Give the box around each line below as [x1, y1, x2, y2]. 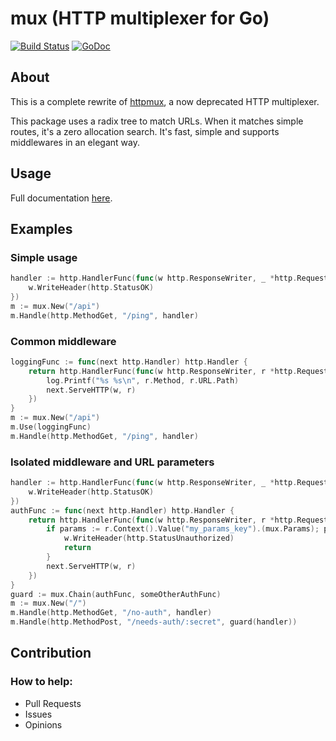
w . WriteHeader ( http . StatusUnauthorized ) [63, 533, 235, 544]
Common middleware [10, 334, 117, 348]
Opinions [24, 718, 63, 731]
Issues [24, 708, 53, 720]
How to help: [10, 675, 73, 689]
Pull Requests [24, 697, 82, 709]
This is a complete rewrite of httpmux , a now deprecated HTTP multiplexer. [10, 95, 320, 107]
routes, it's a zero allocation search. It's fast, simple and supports [10, 125, 280, 137]
